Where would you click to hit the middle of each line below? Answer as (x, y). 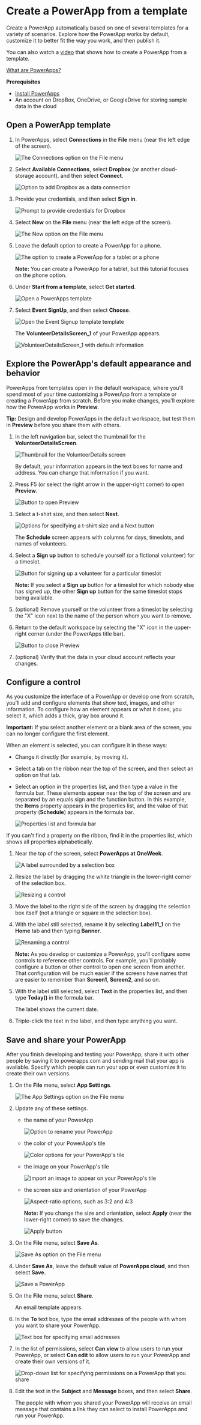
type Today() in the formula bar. (54, 998)
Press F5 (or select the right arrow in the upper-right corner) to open (100, 484)
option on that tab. (38, 775)
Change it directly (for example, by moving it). (71, 757)
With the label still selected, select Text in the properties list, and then (101, 991)
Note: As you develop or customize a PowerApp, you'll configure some (103, 954)
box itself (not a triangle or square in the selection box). (83, 913)
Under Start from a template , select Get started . (75, 287)
